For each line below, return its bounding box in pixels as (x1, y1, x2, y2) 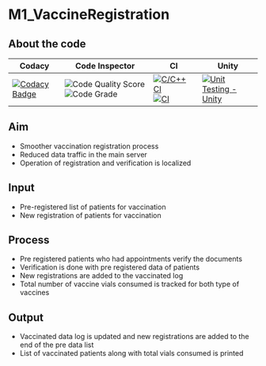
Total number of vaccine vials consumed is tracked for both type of (19, 279, 240, 289)
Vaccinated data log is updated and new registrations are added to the (19, 332, 249, 341)
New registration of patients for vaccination (19, 210, 161, 220)
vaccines (19, 288, 50, 297)
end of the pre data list (19, 340, 94, 349)
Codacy (19, 61, 50, 71)
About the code (8, 37, 86, 51)
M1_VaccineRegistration (8, 6, 170, 24)
